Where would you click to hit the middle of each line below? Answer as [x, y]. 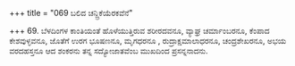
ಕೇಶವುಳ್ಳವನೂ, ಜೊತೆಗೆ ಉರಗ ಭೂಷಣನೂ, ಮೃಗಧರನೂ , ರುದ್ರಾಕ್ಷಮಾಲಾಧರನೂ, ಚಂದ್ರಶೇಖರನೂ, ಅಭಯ [148, 41]
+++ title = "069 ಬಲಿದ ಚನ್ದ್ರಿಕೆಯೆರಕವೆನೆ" [71, 13]
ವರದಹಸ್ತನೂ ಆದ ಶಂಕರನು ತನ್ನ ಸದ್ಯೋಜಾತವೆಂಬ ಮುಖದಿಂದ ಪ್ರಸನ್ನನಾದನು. [109, 51]
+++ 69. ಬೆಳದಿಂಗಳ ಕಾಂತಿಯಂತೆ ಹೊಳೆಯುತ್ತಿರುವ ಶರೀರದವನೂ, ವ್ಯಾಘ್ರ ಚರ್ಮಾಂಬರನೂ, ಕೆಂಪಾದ [139, 31]
